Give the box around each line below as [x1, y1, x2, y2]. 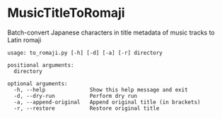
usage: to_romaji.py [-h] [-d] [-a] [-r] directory [7, 49, 163, 56]
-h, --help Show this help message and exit [13, 86, 189, 93]
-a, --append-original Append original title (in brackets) [13, 99, 201, 106]
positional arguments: [7, 61, 74, 68]
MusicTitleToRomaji [7, 5, 125, 21]
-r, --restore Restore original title [13, 104, 160, 112]
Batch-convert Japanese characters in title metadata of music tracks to [7, 28, 216, 37]
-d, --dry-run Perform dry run [13, 92, 138, 99]
